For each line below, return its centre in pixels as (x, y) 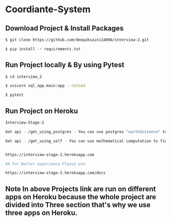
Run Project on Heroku (41, 111)
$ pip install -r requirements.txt (43, 49)
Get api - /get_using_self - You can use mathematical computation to (82, 141)
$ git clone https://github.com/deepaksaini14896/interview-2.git (77, 40)
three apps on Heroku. (41, 213)
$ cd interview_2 (24, 77)
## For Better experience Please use (45, 164)
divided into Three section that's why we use (78, 205)
